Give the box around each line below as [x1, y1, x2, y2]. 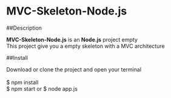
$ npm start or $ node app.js [6, 85, 78, 92]
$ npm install [6, 79, 39, 86]
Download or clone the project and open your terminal [6, 65, 141, 73]
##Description [6, 24, 42, 31]
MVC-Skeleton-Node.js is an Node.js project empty [6, 36, 138, 43]
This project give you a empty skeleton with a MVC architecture [6, 42, 165, 50]
